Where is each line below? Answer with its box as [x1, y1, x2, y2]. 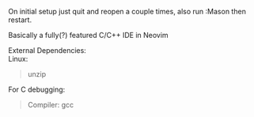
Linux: [8, 55, 28, 63]
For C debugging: [8, 85, 66, 94]
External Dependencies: [8, 46, 87, 55]
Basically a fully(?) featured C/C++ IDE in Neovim [8, 31, 169, 40]
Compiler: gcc [27, 100, 74, 109]
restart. [8, 15, 32, 25]
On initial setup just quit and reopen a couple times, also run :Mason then [8, 7, 247, 16]
